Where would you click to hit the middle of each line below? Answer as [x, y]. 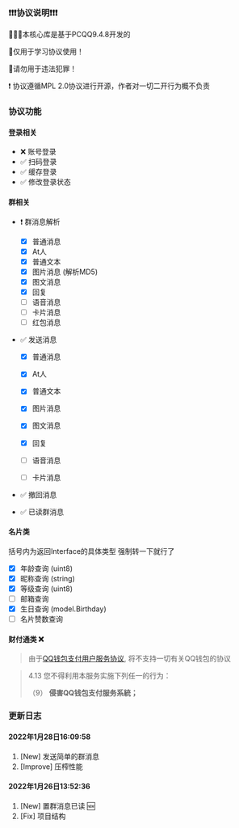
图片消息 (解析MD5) [65, 272]
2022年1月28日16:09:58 [50, 737]
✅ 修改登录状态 [45, 182]
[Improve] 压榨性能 [51, 767]
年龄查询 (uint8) [46, 568]
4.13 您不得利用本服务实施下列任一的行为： [99, 676]
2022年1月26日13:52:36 [49, 787]
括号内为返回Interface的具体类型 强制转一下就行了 [92, 551]
